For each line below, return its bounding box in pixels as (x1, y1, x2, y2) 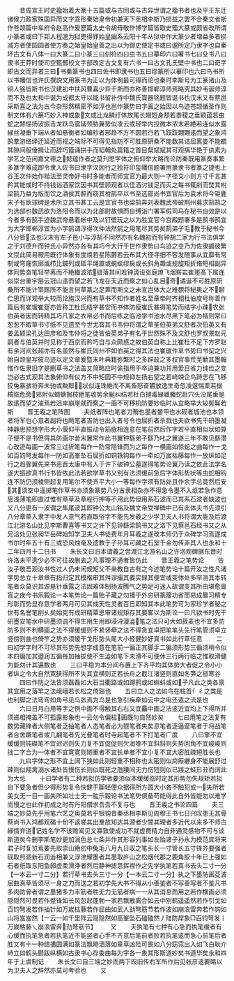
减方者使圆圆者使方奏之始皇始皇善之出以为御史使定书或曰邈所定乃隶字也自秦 (7, 41, 227, 49)
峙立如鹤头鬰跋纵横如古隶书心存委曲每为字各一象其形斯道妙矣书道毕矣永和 (7, 949, 221, 957)
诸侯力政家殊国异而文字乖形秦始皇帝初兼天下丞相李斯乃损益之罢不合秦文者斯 (7, 15, 227, 23)
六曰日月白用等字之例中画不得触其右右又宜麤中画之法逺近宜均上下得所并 (19, 705, 227, 712)
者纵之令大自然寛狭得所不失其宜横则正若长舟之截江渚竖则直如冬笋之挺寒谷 (7, 670, 221, 677)
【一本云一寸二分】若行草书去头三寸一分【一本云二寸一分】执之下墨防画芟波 (7, 870, 227, 878)
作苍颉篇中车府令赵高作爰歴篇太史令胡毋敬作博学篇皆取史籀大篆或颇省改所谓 (7, 24, 227, 31)
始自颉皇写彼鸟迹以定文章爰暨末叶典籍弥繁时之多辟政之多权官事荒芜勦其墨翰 (7, 355, 227, 363)
